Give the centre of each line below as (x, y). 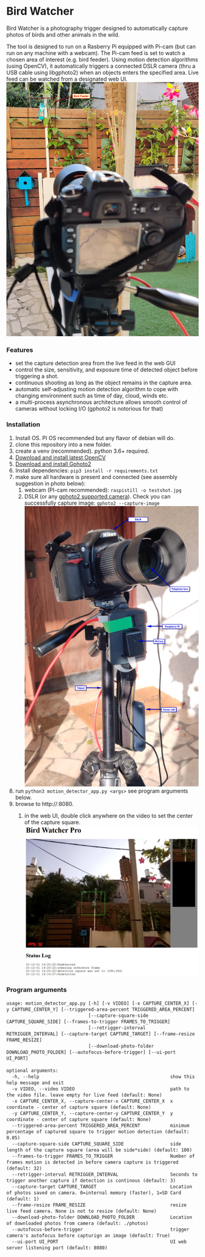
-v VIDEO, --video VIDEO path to (101, 1089)
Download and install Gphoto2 (53, 464)
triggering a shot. (37, 376)
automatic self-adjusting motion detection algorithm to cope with (97, 389)
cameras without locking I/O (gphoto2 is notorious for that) (89, 409)
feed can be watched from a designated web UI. (67, 79)
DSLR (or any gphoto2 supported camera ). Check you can (97, 496)
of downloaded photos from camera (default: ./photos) (77, 1223)
